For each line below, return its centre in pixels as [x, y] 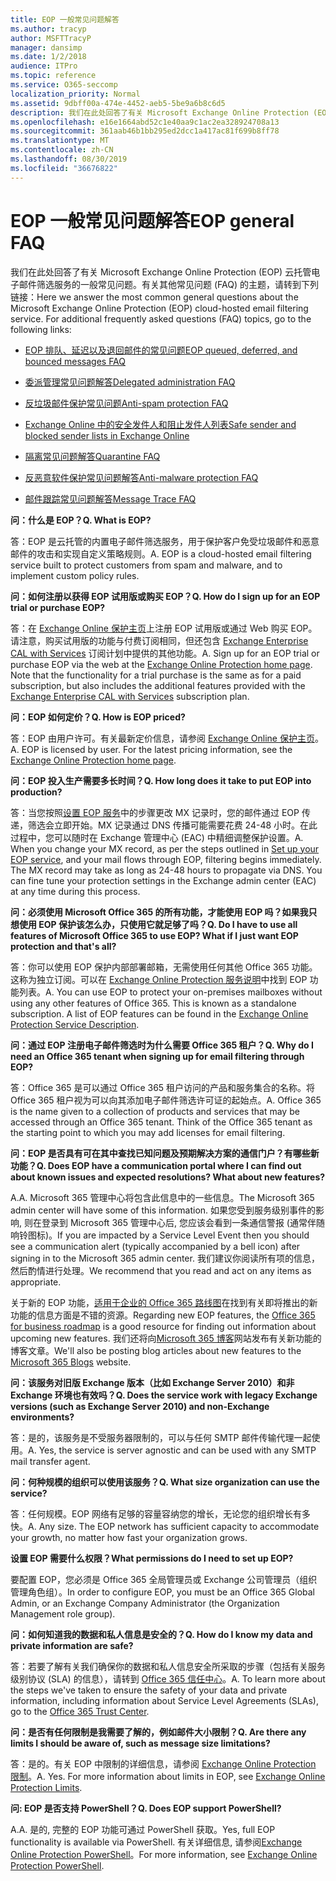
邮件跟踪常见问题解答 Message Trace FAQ [110, 498]
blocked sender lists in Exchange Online [107, 435]
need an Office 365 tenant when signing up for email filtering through [157, 1056]
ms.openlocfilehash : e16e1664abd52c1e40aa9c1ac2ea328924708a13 [145, 122]
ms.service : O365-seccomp [64, 85]
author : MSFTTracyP [51, 38]
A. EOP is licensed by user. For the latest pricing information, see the [151, 749]
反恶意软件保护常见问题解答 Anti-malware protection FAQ [141, 477]
